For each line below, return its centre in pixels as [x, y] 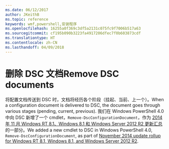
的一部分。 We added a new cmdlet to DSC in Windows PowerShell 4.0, [79, 130]
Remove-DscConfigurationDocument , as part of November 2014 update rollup [83, 135]
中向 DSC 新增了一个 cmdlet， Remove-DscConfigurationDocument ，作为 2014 [84, 117]
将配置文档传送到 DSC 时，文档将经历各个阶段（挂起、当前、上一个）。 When [84, 99]
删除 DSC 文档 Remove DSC [62, 74]
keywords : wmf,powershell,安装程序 [41, 24]
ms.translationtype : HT [30, 38]
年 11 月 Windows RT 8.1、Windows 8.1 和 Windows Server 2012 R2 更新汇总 [84, 123]
